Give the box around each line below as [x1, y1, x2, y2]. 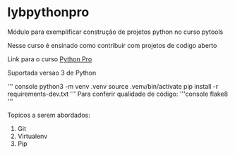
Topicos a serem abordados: [7, 111, 90, 119]
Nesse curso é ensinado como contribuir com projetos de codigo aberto [7, 41, 217, 49]
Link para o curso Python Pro [7, 54, 92, 63]
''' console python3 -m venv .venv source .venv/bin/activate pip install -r [7, 82, 219, 90]
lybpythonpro [7, 4, 90, 20]
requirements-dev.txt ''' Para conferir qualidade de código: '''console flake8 [7, 89, 228, 98]
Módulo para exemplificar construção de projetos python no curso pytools [7, 27, 224, 36]
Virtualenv [17, 132, 48, 140]
